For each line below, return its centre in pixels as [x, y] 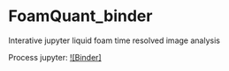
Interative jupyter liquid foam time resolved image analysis [114, 40]
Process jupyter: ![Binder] [55, 57]
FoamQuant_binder [80, 16]
